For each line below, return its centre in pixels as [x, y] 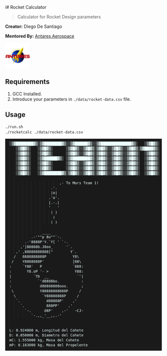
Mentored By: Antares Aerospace [40, 36]
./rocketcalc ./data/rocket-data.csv [44, 132]
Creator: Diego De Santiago [34, 26]
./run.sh [14, 127]
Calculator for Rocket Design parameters [59, 17]
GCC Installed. [27, 93]
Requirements [27, 82]
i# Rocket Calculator [26, 7]
